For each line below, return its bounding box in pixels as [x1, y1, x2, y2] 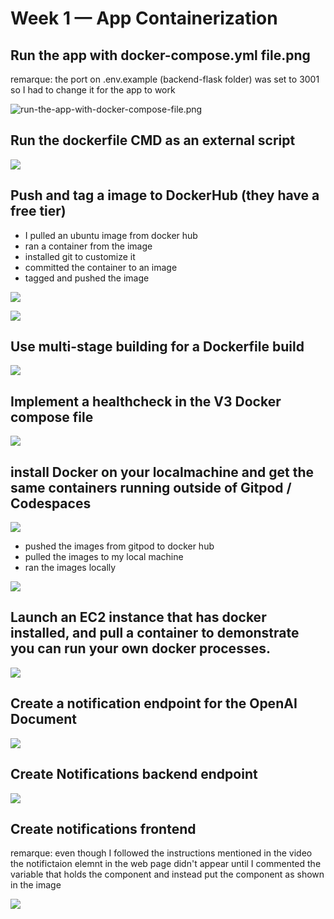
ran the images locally [24, 562, 117, 574]
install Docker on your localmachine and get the [10, 463, 314, 481]
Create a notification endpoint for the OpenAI [10, 695, 298, 712]
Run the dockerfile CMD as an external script [10, 132, 296, 149]
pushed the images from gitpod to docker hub [24, 540, 215, 552]
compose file [10, 408, 94, 426]
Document [10, 711, 77, 728]
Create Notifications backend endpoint [10, 766, 258, 783]
